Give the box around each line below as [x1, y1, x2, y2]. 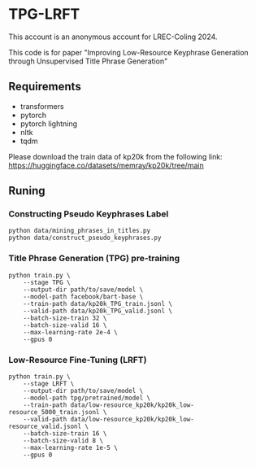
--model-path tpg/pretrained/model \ [23, 394, 151, 403]
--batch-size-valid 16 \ [23, 321, 107, 330]
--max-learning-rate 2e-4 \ [23, 328, 118, 336]
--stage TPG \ [23, 278, 71, 286]
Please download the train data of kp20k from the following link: [8, 151, 223, 161]
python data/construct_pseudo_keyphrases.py [8, 233, 162, 242]
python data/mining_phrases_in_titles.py [8, 227, 151, 235]
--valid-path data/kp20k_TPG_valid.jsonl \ [23, 307, 173, 315]
